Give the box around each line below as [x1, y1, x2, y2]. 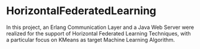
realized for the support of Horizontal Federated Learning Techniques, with [6, 30, 191, 37]
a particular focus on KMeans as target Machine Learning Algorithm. [6, 36, 175, 43]
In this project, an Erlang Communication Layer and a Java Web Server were [6, 24, 195, 31]
